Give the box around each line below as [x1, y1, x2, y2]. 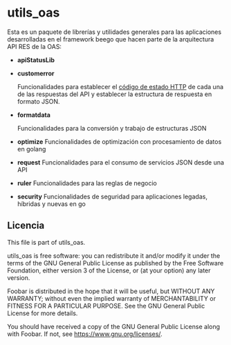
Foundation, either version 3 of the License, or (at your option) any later [7, 266, 211, 274]
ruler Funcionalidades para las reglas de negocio [17, 178, 157, 187]
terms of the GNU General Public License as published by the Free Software [7, 259, 224, 267]
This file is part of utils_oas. [7, 238, 86, 246]
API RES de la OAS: [7, 42, 62, 50]
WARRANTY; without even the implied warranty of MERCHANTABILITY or [7, 294, 216, 302]
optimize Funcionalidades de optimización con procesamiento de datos [17, 137, 222, 146]
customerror [17, 69, 55, 77]
